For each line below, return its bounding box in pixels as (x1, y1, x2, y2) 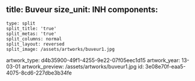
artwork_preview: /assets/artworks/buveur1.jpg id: (21, 63, 144, 70)
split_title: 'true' (6, 25, 57, 31)
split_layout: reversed (6, 41, 65, 47)
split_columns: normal (6, 35, 62, 42)
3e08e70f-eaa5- (145, 63, 186, 70)
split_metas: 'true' (6, 31, 57, 37)
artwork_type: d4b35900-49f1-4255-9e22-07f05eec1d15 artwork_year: (6, 56, 180, 64)
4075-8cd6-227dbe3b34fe (6, 69, 72, 76)
